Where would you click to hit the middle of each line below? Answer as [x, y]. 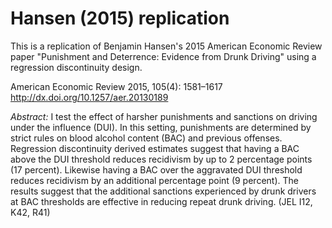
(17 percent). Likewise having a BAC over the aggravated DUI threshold [156, 169]
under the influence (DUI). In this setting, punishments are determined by [161, 127]
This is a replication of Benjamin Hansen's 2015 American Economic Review [166, 46]
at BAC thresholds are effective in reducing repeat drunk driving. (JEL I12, [161, 201]
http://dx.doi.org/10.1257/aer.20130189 [89, 97]
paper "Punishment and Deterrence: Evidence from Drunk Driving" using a [163, 56]
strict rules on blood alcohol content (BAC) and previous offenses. [146, 138]
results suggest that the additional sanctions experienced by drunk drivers [163, 191]
